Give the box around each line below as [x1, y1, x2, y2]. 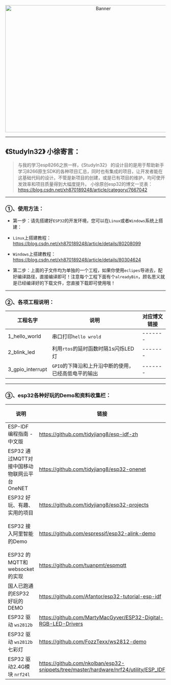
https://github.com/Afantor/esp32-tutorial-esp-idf [39, 593, 162, 600]
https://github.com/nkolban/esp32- [39, 660, 125, 667]
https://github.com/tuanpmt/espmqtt [39, 561, 127, 568]
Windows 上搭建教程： [12, 251, 56, 257]
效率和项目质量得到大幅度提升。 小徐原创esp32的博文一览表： [22, 181, 153, 187]
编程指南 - [8, 430, 33, 437]
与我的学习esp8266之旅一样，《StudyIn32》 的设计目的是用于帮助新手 [17, 162, 164, 168]
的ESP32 [8, 590, 30, 597]
